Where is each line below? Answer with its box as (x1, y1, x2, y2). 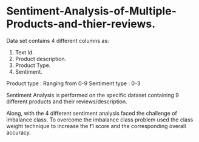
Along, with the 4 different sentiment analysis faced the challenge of (6, 109, 177, 117)
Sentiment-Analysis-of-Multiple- (6, 4, 177, 18)
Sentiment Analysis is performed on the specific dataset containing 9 (6, 91, 179, 98)
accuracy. (6, 129, 32, 136)
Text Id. (15, 48, 35, 56)
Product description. (15, 55, 67, 62)
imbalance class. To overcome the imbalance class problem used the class (6, 116, 194, 123)
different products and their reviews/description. (6, 98, 127, 105)
